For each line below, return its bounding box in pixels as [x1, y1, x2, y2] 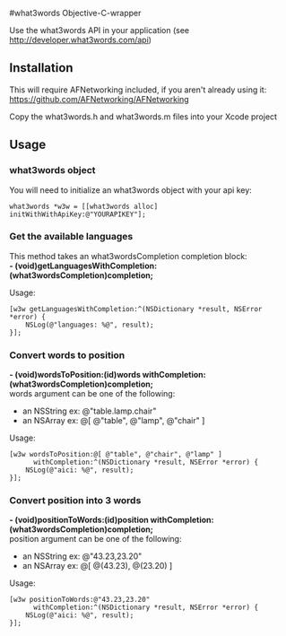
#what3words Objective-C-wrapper [9, 8, 142, 18]
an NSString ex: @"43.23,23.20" [22, 551, 143, 562]
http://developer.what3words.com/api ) [9, 35, 152, 45]
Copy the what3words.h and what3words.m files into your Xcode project [9, 111, 278, 122]
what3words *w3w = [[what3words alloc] [9, 202, 159, 211]
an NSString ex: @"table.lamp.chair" [22, 405, 157, 416]
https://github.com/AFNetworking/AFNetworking [9, 93, 190, 104]
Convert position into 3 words [9, 494, 142, 507]
